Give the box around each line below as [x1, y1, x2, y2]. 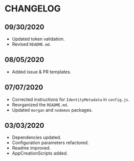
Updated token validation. [11, 36, 65, 42]
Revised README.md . [11, 41, 51, 47]
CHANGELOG [4, 3, 61, 14]
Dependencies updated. [11, 135, 62, 141]
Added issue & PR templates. [11, 69, 72, 75]
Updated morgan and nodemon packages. [11, 107, 93, 113]
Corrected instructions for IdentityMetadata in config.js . [11, 96, 130, 102]
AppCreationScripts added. [11, 150, 68, 157]
